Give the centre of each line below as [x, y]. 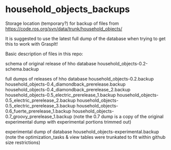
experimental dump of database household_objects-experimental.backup [82, 132]
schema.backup [22, 69]
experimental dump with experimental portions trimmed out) [68, 122]
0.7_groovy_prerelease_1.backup [39, 116]
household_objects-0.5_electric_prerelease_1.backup [61, 95]
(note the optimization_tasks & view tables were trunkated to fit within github [85, 137]
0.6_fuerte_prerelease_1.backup [38, 111]
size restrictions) [23, 142]
